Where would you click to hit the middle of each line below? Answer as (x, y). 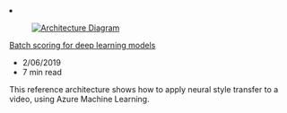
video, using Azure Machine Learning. (79, 99)
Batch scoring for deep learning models (83, 45)
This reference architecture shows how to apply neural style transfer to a (144, 89)
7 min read (42, 72)
